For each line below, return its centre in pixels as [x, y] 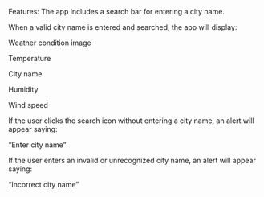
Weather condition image [50, 43]
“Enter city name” [37, 145]
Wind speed [28, 105]
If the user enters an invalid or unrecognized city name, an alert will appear [132, 160]
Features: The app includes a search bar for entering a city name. [116, 12]
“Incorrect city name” [44, 185]
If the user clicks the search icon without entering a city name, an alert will [131, 121]
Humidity [23, 89]
